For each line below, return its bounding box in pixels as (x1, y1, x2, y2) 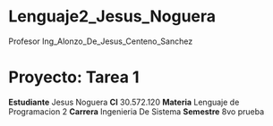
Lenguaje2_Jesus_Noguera (8, 6, 217, 27)
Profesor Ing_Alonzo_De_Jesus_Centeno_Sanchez (8, 36, 193, 46)
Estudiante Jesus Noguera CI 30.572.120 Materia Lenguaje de (8, 97, 240, 107)
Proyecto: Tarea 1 (8, 67, 140, 88)
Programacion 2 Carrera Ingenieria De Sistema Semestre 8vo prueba (8, 105, 265, 117)
